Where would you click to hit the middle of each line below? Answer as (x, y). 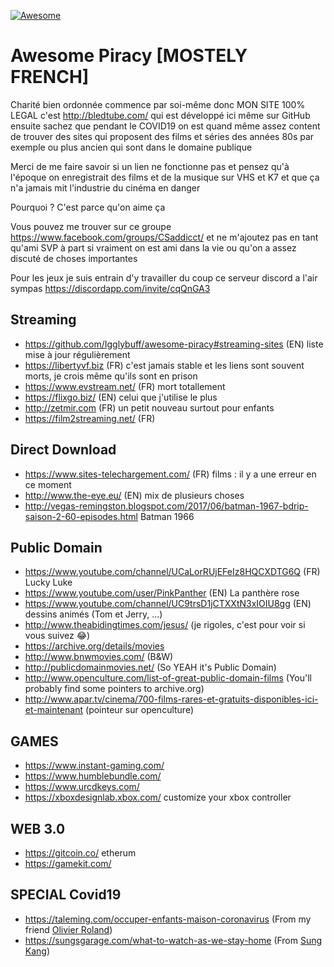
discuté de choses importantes (74, 258)
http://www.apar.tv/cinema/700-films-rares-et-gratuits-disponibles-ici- (171, 699)
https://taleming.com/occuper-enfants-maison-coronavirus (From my (168, 919)
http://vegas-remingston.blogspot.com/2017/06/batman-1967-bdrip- (166, 506)
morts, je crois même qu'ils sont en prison (111, 376)
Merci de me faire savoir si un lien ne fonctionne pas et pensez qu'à (150, 166)
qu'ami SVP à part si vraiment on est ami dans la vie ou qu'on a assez (153, 247)
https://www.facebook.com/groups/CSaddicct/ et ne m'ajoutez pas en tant (164, 237)
